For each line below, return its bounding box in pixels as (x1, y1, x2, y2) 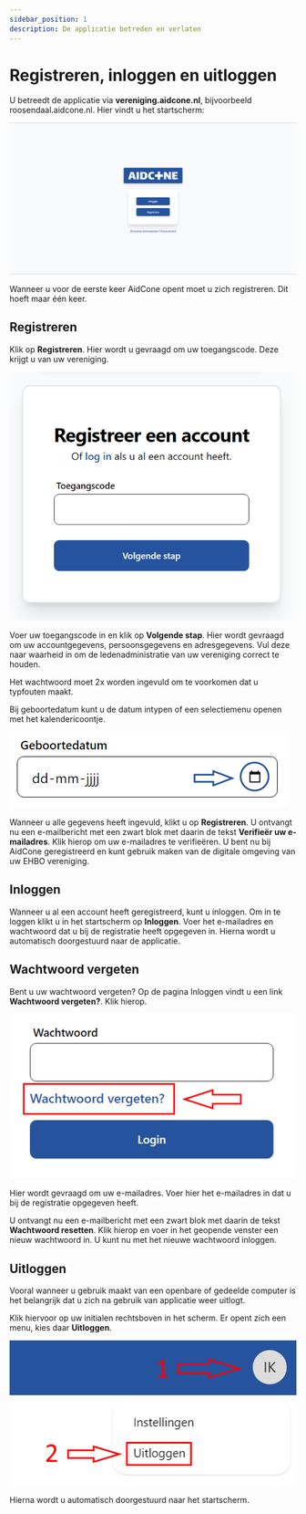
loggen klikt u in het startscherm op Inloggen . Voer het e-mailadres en (9, 915, 274, 926)
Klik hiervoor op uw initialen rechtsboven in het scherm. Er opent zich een (9, 1312, 287, 1323)
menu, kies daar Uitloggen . (9, 1322, 112, 1333)
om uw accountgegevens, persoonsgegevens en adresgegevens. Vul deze (9, 640, 291, 651)
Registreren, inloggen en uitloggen (9, 65, 278, 86)
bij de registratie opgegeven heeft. (9, 1197, 139, 1208)
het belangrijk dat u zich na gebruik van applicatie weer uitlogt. (9, 1295, 246, 1306)
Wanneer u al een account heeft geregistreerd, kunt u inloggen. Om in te (9, 906, 281, 917)
